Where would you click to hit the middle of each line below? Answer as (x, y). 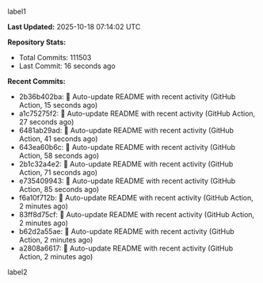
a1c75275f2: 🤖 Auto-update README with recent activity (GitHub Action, (137, 113)
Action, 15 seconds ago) (58, 105)
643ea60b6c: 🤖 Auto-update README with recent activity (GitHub (127, 147)
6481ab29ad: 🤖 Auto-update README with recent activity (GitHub (126, 130)
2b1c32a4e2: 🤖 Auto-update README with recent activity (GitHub (126, 164)
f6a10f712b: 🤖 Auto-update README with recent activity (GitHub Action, (136, 198)
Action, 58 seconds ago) (59, 155)
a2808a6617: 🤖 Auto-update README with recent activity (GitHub (126, 248)
